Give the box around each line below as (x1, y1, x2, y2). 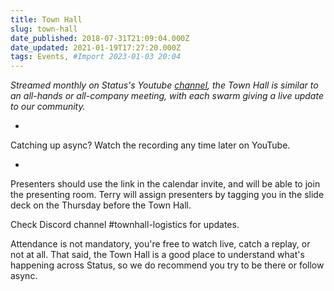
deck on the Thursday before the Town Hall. (10, 199, 192, 211)
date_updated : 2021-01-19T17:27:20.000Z (10, 42, 182, 53)
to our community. (10, 101, 86, 113)
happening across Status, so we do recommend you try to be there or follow (10, 259, 325, 271)
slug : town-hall (10, 24, 78, 34)
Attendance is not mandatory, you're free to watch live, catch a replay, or (10, 238, 311, 250)
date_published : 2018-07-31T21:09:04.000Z (10, 33, 190, 43)
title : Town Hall (10, 14, 83, 25)
